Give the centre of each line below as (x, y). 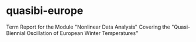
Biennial (16, 33)
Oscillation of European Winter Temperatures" (82, 33)
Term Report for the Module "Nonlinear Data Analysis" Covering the (88, 27)
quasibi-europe (45, 11)
